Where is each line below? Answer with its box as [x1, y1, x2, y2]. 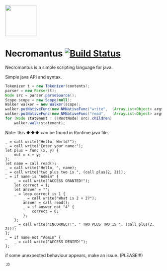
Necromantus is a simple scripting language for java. [5, 64, 113, 70]
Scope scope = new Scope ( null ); [5, 97, 72, 102]
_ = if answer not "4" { [23, 204, 75, 209]
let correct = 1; [14, 182, 50, 187]
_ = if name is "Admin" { [5, 174, 59, 179]
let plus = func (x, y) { [5, 148, 59, 153]
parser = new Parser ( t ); [5, 88, 57, 93]
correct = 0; [31, 209, 59, 214]
